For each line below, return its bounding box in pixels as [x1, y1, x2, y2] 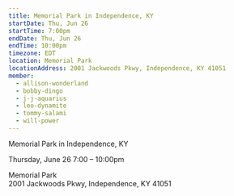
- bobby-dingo [15, 86, 63, 95]
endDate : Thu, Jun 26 [8, 34, 82, 43]
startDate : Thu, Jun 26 [8, 19, 89, 27]
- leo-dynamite [15, 102, 67, 110]
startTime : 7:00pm [8, 27, 70, 35]
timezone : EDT [8, 49, 57, 57]
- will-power [15, 117, 60, 125]
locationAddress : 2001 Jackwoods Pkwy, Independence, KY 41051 [8, 65, 227, 73]
